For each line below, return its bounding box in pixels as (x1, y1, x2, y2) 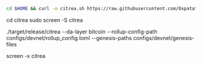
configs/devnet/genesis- (133, 34, 195, 41)
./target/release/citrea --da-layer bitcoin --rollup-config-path (6, 28, 158, 35)
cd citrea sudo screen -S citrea (6, 16, 83, 23)
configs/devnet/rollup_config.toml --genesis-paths (6, 34, 132, 41)
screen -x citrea (6, 52, 46, 59)
